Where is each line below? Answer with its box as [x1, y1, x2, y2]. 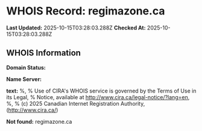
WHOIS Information [6, 48, 81, 58]
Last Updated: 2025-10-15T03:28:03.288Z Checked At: [6, 24, 146, 31]
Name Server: [6, 75, 42, 82]
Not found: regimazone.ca [6, 118, 72, 125]
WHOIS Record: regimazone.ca [6, 4, 165, 18]
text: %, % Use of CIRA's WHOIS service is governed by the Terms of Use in [6, 87, 197, 94]
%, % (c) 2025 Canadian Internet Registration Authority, [6, 100, 145, 107]
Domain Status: [6, 64, 46, 71]
